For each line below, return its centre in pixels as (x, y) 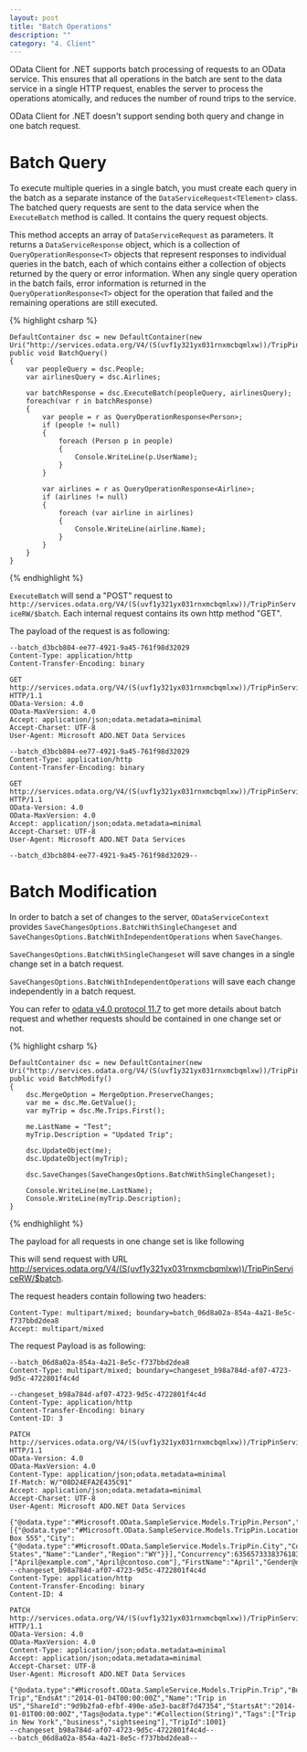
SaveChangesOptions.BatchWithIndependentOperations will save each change (153, 982)
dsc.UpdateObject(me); (69, 1151)
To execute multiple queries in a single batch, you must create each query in (153, 188)
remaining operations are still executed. (84, 303)
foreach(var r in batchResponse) (90, 401)
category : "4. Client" (53, 43)
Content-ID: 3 (37, 1419)
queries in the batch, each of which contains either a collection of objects (148, 264)
